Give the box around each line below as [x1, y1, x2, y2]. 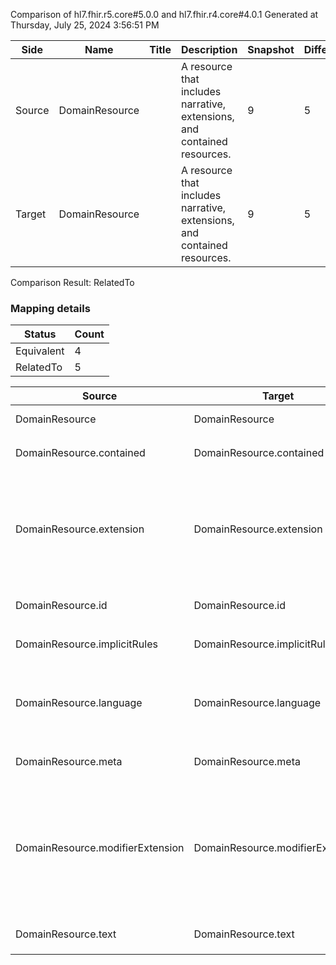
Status [24, 327, 57, 341]
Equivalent [15, 344, 65, 358]
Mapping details [10, 301, 91, 315]
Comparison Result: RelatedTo [10, 277, 135, 288]
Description [180, 43, 238, 56]
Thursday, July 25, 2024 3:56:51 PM [10, 19, 160, 31]
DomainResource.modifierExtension [15, 841, 185, 855]
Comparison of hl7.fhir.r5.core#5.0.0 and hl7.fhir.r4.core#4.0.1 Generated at [10, 9, 319, 20]
